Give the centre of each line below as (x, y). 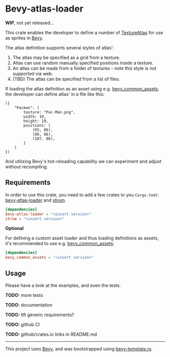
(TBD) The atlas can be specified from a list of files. (66, 79)
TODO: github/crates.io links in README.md (51, 334)
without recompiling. (27, 167)
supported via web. (33, 73)
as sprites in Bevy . (24, 38)
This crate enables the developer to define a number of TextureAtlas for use (84, 32)
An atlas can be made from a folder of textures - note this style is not (84, 68)
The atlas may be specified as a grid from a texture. (66, 57)
